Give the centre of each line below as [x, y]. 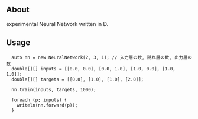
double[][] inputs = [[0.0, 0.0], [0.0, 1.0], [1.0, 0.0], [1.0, [94, 69]
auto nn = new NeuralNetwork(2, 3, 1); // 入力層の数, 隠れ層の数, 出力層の [102, 57]
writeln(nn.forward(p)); [47, 105]
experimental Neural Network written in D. [57, 24]
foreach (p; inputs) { [39, 100]
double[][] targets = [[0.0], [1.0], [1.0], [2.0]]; [78, 79]
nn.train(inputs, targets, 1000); [54, 89]
